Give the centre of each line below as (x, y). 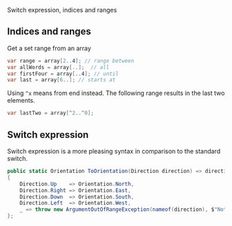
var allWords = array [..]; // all (58, 67)
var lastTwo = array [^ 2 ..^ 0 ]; (51, 113)
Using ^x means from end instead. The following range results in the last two (116, 93)
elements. (21, 101)
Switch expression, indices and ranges (62, 10)
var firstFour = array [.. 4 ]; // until (63, 74)
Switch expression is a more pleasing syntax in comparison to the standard (114, 151)
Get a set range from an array (49, 48)
